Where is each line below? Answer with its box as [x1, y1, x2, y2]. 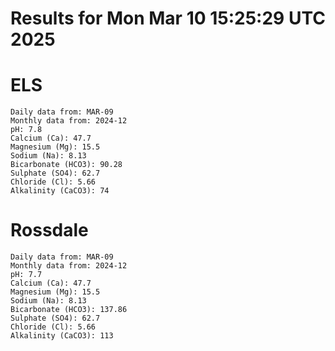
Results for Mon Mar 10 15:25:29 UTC [10, 7, 326, 30]
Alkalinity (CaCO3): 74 [10, 186, 110, 196]
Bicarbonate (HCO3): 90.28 [10, 160, 123, 170]
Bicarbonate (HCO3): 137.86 [10, 305, 128, 315]
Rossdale [10, 219, 89, 242]
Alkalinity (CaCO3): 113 [10, 331, 114, 341]
